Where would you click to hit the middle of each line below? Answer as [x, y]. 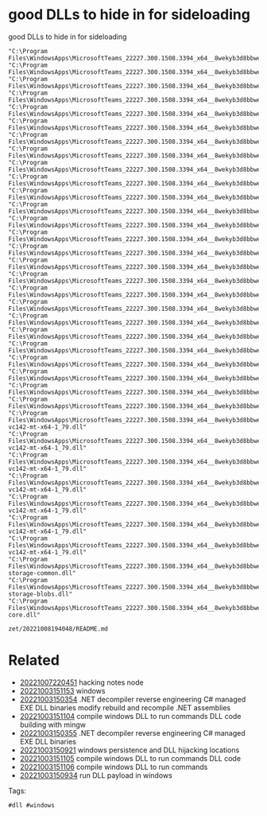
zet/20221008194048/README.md [58, 629]
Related [34, 661]
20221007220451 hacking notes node [82, 682]
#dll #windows [32, 805]
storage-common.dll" [43, 573]
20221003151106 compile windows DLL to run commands [114, 767]
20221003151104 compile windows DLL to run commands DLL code [130, 716]
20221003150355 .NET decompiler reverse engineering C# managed [133, 732]
